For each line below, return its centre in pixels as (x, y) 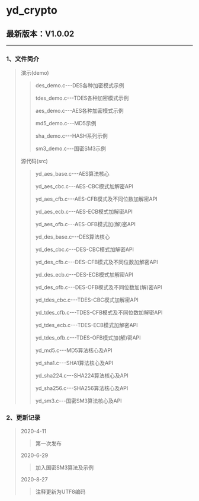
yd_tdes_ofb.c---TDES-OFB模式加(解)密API (88, 338)
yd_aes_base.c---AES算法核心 (72, 174)
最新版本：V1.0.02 (40, 34)
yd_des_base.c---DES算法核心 (73, 237)
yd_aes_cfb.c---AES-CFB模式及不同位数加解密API (97, 199)
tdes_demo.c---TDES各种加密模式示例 (82, 98)
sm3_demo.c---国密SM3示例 (71, 148)
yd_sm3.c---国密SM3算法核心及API (79, 401)
